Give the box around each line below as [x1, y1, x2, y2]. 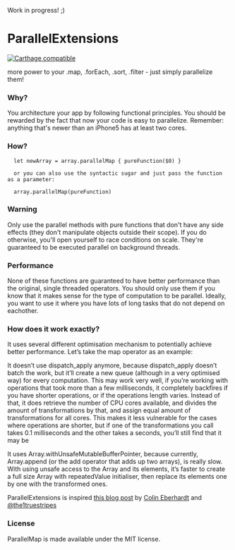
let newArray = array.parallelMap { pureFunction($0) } [13, 157, 181, 164]
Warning [7, 204, 37, 214]
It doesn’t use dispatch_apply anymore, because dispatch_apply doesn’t [7, 361, 217, 369]
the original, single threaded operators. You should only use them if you [7, 284, 215, 293]
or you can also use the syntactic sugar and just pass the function [13, 169, 222, 177]
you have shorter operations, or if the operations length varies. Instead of [7, 391, 221, 400]
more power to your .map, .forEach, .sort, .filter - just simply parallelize [7, 67, 213, 76]
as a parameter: [7, 176, 55, 183]
